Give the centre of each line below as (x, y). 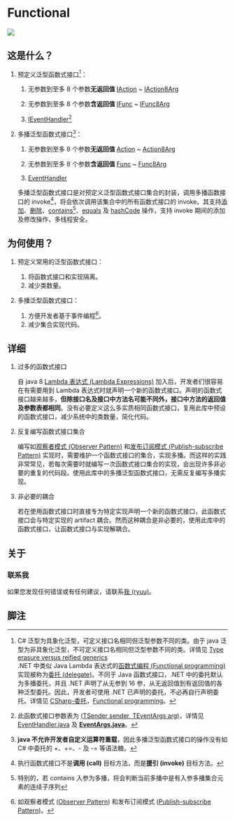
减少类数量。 (46, 285)
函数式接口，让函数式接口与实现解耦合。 (76, 529)
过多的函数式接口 (42, 367)
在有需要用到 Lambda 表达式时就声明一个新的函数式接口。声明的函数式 (120, 390)
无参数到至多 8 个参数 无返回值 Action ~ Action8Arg (101, 149)
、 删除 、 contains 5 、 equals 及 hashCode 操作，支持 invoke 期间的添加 (124, 210)
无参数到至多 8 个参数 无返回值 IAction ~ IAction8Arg (103, 89)
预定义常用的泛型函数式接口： (60, 262)
